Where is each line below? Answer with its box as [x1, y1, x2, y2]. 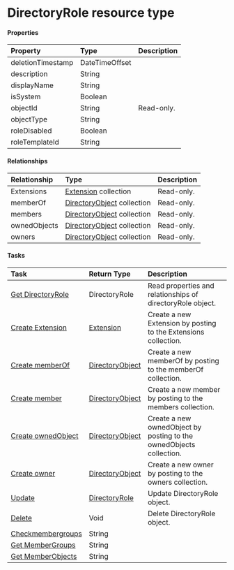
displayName [10, 80, 54, 90]
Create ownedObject [10, 431, 79, 441]
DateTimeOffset [79, 58, 132, 68]
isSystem [10, 92, 41, 102]
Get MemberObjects [10, 551, 77, 561]
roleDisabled [10, 126, 52, 136]
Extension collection [65, 187, 132, 196]
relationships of [147, 289, 198, 299]
